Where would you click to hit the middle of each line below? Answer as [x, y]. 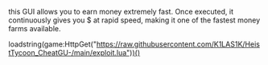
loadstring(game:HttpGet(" [52, 44]
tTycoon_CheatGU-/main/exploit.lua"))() [74, 53]
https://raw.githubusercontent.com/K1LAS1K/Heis [178, 44]
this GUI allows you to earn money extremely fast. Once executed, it [121, 12]
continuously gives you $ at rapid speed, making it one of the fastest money [134, 20]
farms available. [35, 28]
